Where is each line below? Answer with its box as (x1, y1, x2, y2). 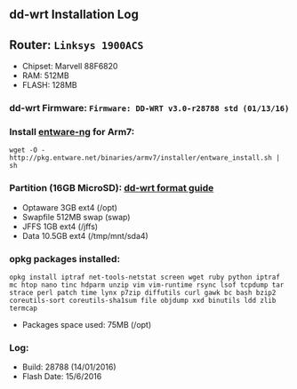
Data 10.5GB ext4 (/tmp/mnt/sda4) (21, 230, 148, 241)
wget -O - (9, 146, 46, 155)
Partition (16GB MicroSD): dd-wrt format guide (9, 182, 214, 194)
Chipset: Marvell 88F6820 (21, 61, 118, 72)
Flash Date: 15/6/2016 (21, 371, 102, 382)
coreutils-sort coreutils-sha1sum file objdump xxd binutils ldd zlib (9, 297, 277, 306)
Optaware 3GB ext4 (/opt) (21, 202, 118, 212)
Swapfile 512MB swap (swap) (21, 211, 131, 222)
